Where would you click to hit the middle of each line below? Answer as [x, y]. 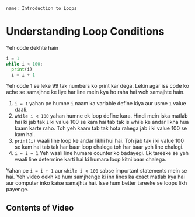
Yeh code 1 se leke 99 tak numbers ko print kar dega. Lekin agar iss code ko [98, 86]
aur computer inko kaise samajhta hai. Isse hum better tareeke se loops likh [97, 183]
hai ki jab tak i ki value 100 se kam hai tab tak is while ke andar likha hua [102, 122]
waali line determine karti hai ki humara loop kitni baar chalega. [90, 159]
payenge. [18, 190]
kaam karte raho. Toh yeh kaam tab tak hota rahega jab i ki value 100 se [101, 128]
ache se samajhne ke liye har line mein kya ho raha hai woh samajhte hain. [95, 92]
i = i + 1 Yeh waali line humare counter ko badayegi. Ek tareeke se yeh [101, 153]
